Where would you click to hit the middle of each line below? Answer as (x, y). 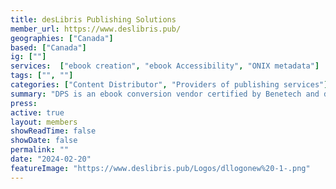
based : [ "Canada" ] (48, 47)
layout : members (44, 122)
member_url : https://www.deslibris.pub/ (96, 29)
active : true (37, 112)
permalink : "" (40, 150)
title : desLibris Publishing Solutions (93, 19)
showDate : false (44, 141)
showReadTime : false (53, 131)
